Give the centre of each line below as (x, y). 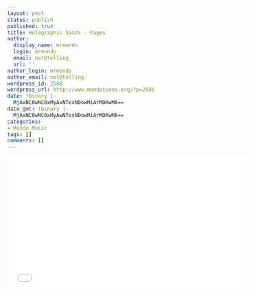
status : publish (30, 20)
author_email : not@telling (46, 77)
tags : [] (20, 134)
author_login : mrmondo (39, 70)
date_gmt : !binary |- (38, 109)
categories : (24, 121)
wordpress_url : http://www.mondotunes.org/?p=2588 (81, 90)
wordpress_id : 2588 (35, 83)
